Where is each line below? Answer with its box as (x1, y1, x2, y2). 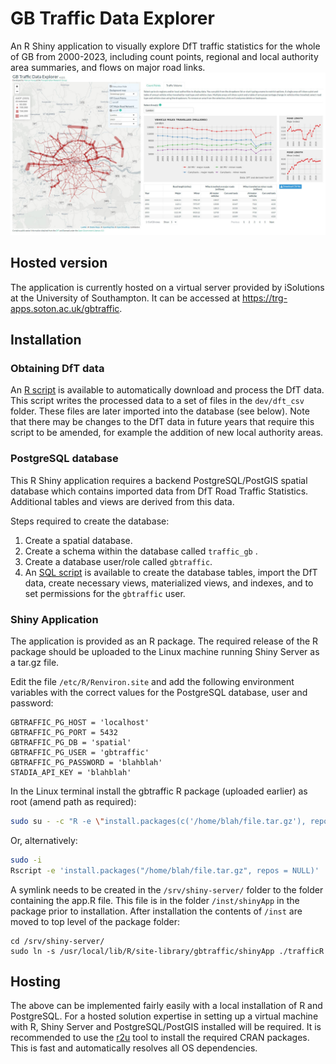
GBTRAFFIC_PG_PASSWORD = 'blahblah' (10, 757, 163, 767)
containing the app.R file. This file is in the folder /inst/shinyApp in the (10, 894, 300, 906)
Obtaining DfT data (10, 361, 105, 375)
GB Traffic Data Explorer (10, 7, 215, 30)
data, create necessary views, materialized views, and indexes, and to (24, 577, 314, 589)
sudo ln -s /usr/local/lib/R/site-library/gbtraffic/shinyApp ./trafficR (10, 946, 325, 956)
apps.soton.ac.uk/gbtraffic (10, 302, 120, 314)
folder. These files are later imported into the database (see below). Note (10, 405, 310, 417)
